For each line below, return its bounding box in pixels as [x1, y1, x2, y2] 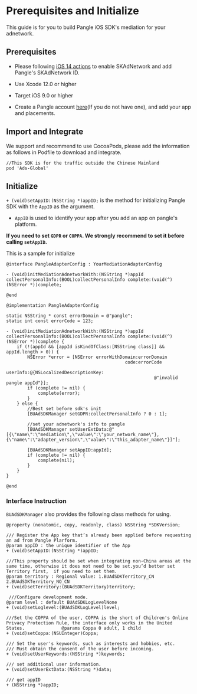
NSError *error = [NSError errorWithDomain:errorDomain [27, 354, 168, 361]
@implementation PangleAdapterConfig [6, 303, 99, 309]
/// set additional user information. [6, 661, 101, 667]
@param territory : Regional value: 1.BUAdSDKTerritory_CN [6, 574, 155, 580]
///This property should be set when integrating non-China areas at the [6, 558, 192, 564]
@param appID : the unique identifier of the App [6, 542, 131, 548]
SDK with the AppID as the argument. [6, 203, 95, 210]
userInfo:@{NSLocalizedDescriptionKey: [6, 370, 104, 376]
